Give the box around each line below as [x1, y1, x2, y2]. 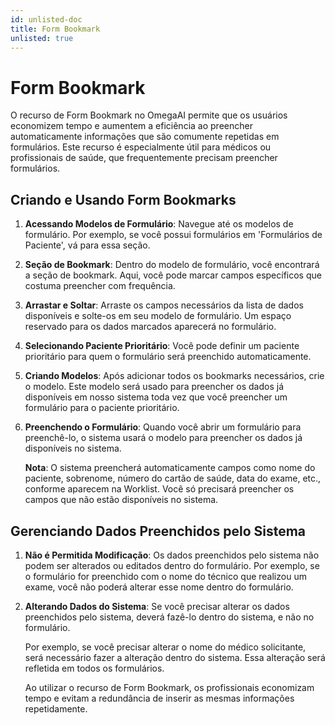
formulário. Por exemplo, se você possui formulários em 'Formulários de [24, 229, 323, 241]
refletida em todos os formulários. [24, 662, 165, 674]
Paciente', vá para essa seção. [24, 239, 151, 251]
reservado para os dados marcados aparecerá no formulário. [24, 321, 277, 333]
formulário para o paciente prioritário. [24, 402, 180, 414]
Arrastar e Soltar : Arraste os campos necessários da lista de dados [24, 299, 304, 311]
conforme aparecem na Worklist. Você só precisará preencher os [24, 483, 295, 495]
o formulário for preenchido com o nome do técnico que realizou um [24, 570, 307, 582]
